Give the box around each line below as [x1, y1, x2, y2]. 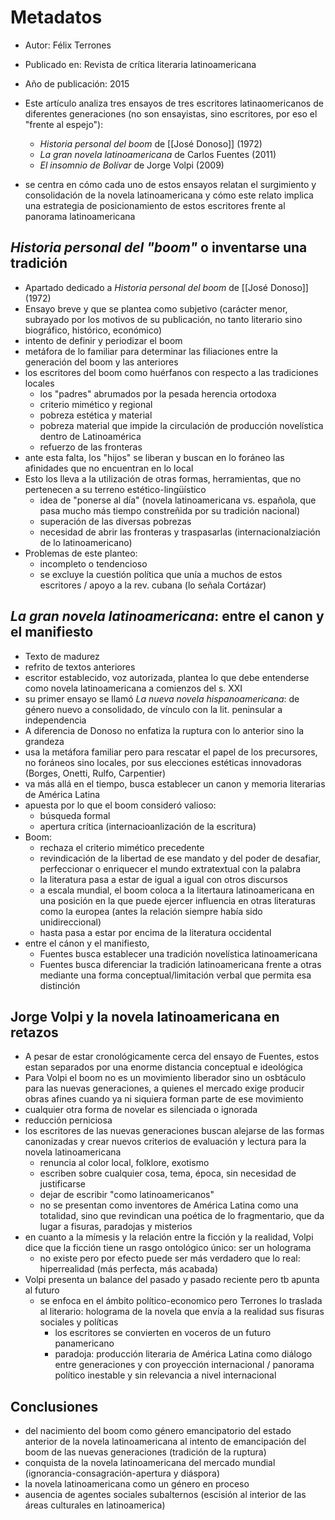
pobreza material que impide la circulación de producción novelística [39, 419, 324, 431]
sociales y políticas [39, 1316, 119, 1328]
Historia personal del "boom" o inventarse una [10, 239, 308, 256]
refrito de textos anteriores [24, 661, 136, 673]
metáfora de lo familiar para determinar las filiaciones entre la [24, 345, 278, 357]
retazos [10, 1024, 59, 1041]
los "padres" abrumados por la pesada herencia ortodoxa [39, 387, 277, 400]
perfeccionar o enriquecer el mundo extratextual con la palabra [39, 862, 302, 875]
